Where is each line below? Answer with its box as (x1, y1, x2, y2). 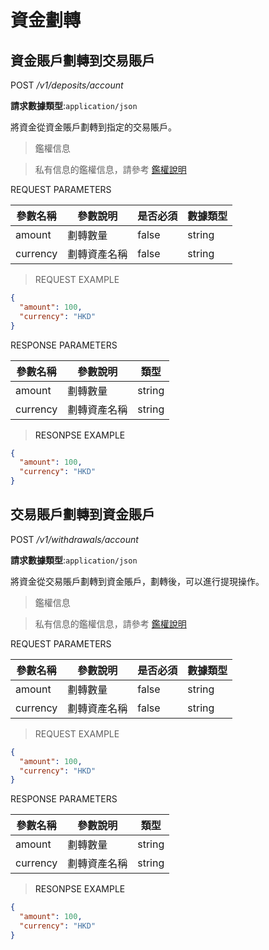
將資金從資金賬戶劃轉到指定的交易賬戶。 (10, 121, 177, 133)
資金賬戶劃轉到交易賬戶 (10, 52, 155, 69)
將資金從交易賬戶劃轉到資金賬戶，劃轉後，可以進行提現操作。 (10, 575, 265, 587)
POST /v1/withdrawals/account (10, 533, 139, 545)
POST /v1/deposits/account (10, 79, 124, 91)
